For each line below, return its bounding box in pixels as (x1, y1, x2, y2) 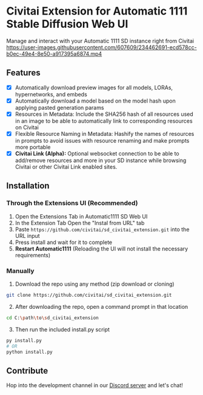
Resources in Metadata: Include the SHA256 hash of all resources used (15, 110, 194, 118)
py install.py (6, 337, 42, 343)
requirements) (15, 251, 51, 258)
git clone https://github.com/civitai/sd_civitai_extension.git (6, 292, 172, 299)
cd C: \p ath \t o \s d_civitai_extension (6, 314, 99, 321)
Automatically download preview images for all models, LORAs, (15, 84, 173, 91)
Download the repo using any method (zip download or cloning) (15, 280, 175, 288)
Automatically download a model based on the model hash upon (15, 97, 176, 104)
